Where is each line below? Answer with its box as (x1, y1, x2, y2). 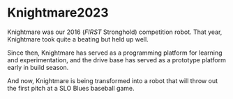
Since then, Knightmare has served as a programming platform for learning (7, 48, 223, 57)
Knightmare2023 (7, 5, 109, 21)
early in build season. (7, 63, 69, 71)
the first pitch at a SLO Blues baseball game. (7, 84, 135, 92)
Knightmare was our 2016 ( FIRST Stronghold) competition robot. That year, (7, 28, 223, 36)
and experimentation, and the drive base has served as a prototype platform (7, 55, 227, 64)
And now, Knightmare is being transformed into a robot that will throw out (7, 76, 218, 84)
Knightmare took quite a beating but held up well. (7, 35, 149, 43)
